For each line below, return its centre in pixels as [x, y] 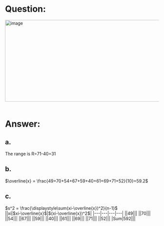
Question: [26, 9]
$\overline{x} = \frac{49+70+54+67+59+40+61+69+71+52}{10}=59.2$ [77, 181]
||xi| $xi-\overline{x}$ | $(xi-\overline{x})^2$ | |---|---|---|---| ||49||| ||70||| [78, 213]
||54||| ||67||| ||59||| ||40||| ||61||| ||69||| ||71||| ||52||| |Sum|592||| [70, 218]
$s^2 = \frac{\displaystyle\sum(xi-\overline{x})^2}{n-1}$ [61, 208]
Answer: [23, 124]
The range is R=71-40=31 [31, 154]
